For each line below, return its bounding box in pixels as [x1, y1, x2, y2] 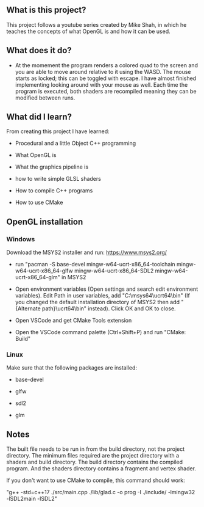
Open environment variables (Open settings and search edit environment [15, 285, 199, 293]
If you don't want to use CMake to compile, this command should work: [6, 476, 185, 484]
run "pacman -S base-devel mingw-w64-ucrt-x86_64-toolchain [15, 261, 175, 268]
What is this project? [6, 5, 86, 15]
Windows [6, 235, 35, 243]
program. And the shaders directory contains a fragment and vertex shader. [6, 465, 197, 472]
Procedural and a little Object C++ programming [15, 140, 136, 147]
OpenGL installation [6, 216, 83, 227]
